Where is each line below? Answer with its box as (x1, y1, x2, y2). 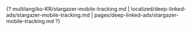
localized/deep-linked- (131, 6, 187, 12)
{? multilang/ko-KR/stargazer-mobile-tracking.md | (6, 6, 130, 12)
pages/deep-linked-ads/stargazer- (94, 12, 179, 18)
